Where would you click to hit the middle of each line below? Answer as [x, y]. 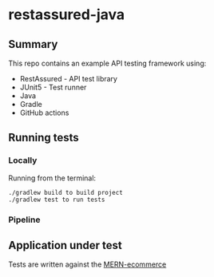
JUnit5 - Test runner [53, 87]
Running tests [44, 138]
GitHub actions [44, 113]
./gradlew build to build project [66, 192]
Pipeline [24, 220]
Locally [23, 160]
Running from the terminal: [52, 178]
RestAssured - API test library [69, 79]
